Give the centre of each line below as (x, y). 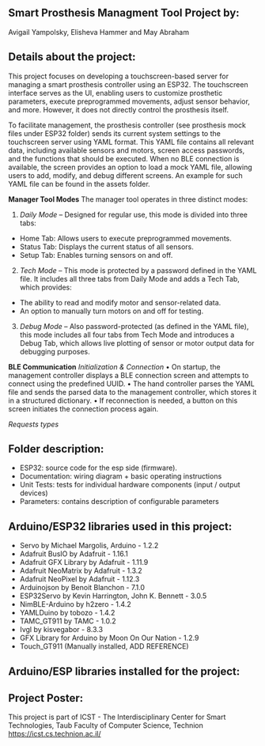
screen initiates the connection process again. (83, 409)
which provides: (46, 287)
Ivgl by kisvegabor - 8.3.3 (61, 630)
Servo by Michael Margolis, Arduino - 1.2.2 (89, 546)
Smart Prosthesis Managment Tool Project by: (124, 13)
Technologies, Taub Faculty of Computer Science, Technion (106, 725)
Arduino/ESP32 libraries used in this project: (120, 526)
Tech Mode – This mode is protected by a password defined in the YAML (138, 270)
